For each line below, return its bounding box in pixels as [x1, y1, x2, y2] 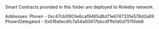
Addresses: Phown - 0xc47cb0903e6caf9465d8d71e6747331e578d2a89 [5, 14, 155, 19]
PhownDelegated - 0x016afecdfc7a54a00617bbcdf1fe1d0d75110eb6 [5, 19, 144, 24]
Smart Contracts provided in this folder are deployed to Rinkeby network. [5, 4, 155, 10]
